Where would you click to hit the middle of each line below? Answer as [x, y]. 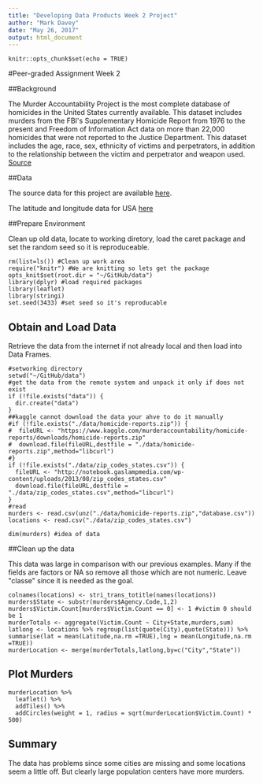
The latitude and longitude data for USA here [81, 209]
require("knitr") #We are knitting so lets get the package [109, 268]
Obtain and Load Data [62, 327]
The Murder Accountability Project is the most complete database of [119, 104]
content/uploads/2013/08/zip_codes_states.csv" [88, 479]
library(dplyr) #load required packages [76, 283]
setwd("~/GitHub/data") [47, 376]
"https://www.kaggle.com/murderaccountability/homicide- [153, 431]
